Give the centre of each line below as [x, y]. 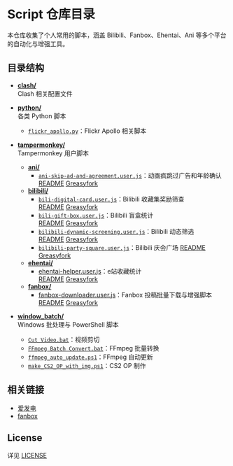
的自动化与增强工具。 [38, 43]
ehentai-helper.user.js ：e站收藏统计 [90, 271]
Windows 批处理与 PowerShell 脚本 [68, 324]
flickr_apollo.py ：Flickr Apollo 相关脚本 [87, 131]
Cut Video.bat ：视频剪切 [64, 339]
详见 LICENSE [27, 456]
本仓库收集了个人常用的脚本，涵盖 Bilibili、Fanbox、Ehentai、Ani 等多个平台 [117, 35]
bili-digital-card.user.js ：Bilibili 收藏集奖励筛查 [111, 199]
